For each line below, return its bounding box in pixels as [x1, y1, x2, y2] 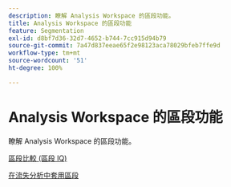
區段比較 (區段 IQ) [8, 153, 67, 163]
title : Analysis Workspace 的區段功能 [8, 19, 132, 27]
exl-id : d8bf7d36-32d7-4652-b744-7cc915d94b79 [8, 34, 167, 43]
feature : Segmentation [8, 26, 84, 35]
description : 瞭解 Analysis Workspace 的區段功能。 [8, 11, 175, 20]
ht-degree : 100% [8, 64, 63, 72]
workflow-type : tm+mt [8, 49, 81, 57]
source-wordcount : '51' [8, 57, 88, 65]
